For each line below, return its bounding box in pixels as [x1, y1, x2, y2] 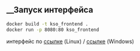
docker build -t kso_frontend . [6, 21, 88, 27]
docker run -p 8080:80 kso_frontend [6, 27, 99, 33]
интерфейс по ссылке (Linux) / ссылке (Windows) [6, 38, 135, 45]
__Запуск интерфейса [6, 5, 93, 15]
